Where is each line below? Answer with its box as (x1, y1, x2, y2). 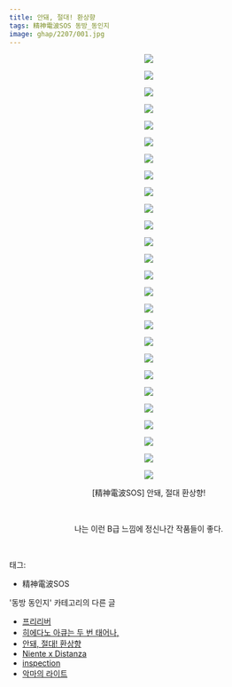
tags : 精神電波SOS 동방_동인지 (9, 21, 111, 30)
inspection (21, 658, 61, 668)
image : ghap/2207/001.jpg (9, 29, 104, 38)
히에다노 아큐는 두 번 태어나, (21, 628, 120, 638)
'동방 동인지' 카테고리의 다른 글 (9, 597, 116, 608)
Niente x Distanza (21, 649, 87, 659)
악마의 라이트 (21, 668, 68, 679)
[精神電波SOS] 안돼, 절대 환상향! (91, 487, 206, 498)
